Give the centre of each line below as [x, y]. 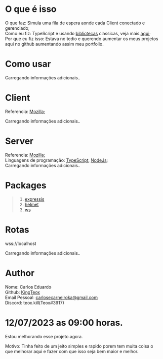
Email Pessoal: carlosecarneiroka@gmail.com [51, 297]
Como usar [28, 64]
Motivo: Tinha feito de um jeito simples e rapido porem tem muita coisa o [79, 346]
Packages [26, 185]
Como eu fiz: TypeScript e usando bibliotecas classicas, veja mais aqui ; [78, 33]
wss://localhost [21, 243]
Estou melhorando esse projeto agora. [44, 336]
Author [20, 273]
